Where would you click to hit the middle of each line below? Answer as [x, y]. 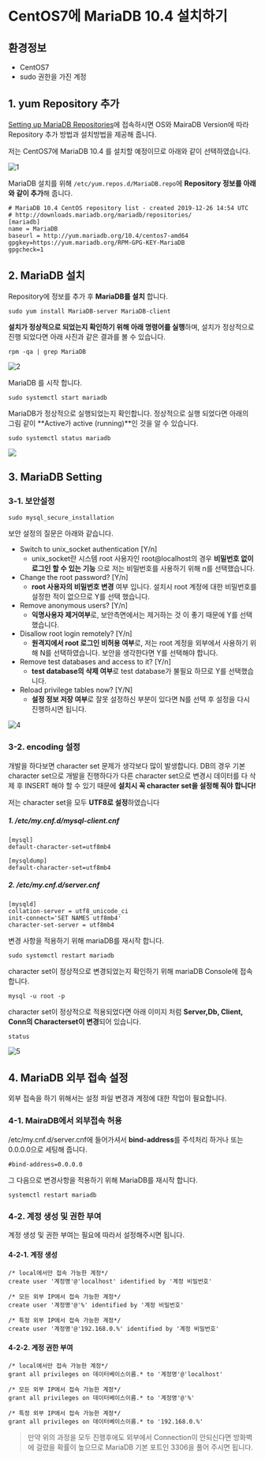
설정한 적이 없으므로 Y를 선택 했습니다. [90, 596]
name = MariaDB [33, 229]
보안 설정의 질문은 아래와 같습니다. [61, 533]
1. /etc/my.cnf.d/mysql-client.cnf [64, 821]
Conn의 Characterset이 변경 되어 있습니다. [75, 1021]
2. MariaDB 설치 [47, 276]
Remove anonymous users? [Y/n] [74, 606]
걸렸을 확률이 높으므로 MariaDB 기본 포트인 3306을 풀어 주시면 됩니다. [145, 1447]
